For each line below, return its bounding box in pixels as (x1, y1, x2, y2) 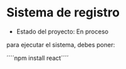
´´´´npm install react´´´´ (6, 53, 69, 62)
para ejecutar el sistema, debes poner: (6, 40, 116, 49)
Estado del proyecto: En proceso (16, 27, 109, 36)
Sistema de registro (6, 5, 121, 20)
